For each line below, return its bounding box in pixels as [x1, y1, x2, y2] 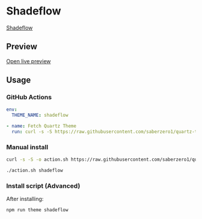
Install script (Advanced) [6, 182, 81, 190]
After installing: [6, 196, 44, 203]
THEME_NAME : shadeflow [11, 113, 69, 119]
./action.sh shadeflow [6, 167, 63, 174]
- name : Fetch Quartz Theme [6, 123, 77, 129]
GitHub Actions [6, 93, 52, 102]
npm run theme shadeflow [6, 207, 69, 213]
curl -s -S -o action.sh [6, 156, 69, 163]
